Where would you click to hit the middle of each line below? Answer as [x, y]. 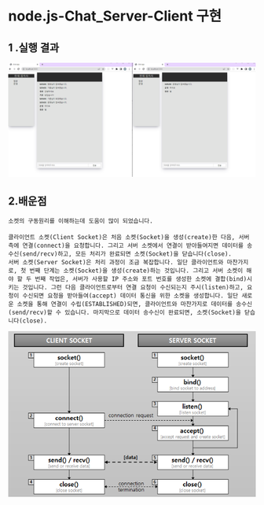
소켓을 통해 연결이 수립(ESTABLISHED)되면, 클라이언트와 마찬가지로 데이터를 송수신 [135, 304]
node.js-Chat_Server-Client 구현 [115, 16]
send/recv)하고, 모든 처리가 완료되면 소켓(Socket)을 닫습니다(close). [127, 254]
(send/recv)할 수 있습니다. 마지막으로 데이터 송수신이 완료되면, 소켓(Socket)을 [125, 313]
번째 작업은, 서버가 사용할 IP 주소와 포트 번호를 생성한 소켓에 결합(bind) [141, 279]
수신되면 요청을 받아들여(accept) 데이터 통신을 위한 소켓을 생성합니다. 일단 [130, 296]
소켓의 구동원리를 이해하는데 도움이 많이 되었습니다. [81, 221]
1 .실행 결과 [34, 48]
